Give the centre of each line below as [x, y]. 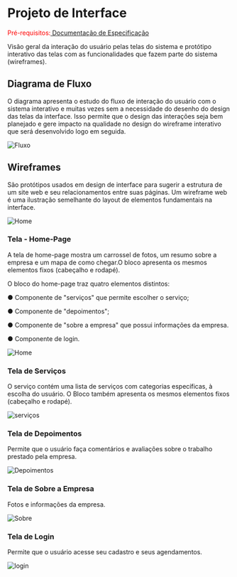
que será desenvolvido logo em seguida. [67, 131]
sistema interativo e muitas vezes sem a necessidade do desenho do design [119, 109]
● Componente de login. [44, 338]
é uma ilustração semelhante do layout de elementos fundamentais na [110, 200]
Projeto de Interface [67, 13]
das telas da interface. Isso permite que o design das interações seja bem [115, 116]
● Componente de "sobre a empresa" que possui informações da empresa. [118, 325]
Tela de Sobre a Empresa [51, 489]
